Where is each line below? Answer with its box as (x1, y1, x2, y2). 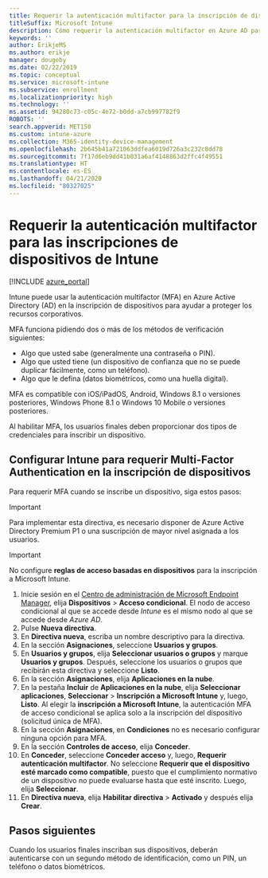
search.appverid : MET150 (9, 123, 91, 131)
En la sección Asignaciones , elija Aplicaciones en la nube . (20, 674, 215, 684)
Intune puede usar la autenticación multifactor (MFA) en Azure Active (9, 292, 235, 301)
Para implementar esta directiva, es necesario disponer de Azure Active (9, 517, 245, 527)
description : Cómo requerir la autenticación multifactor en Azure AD (9, 26, 248, 34)
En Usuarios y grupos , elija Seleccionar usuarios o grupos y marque (20, 649, 249, 658)
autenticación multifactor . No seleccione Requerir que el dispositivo (20, 758, 250, 768)
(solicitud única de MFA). (20, 716, 103, 726)
